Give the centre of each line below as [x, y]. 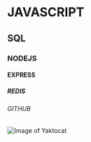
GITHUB [19, 109]
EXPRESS [21, 75]
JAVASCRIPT [46, 12]
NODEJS [22, 58]
